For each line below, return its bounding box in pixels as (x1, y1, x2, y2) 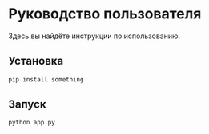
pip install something (8, 75, 84, 84)
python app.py (8, 119, 56, 127)
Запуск (8, 97, 46, 112)
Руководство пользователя (8, 5, 202, 23)
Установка (8, 54, 64, 68)
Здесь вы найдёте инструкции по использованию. (8, 31, 181, 41)
